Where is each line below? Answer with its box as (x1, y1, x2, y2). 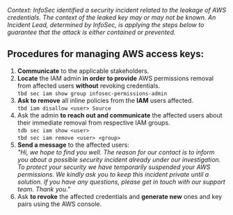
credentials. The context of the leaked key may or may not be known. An (7, 13, 216, 22)
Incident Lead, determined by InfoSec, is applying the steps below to (7, 21, 204, 29)
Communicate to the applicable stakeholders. (17, 66, 150, 75)
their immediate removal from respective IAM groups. (17, 118, 170, 127)
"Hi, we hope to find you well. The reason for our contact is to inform (17, 148, 215, 156)
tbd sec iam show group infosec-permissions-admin (17, 90, 168, 97)
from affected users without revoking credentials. (17, 81, 161, 90)
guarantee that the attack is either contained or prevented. (7, 28, 176, 36)
